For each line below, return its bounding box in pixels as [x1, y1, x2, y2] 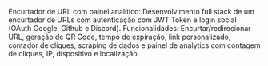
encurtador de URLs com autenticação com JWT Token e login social [8, 15, 238, 25]
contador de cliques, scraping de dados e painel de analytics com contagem [8, 41, 261, 50]
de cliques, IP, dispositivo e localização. [8, 49, 140, 58]
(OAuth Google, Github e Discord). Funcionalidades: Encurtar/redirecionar [8, 24, 251, 33]
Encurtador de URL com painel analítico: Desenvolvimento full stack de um [8, 7, 254, 16]
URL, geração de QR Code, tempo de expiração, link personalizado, [8, 32, 231, 41]
